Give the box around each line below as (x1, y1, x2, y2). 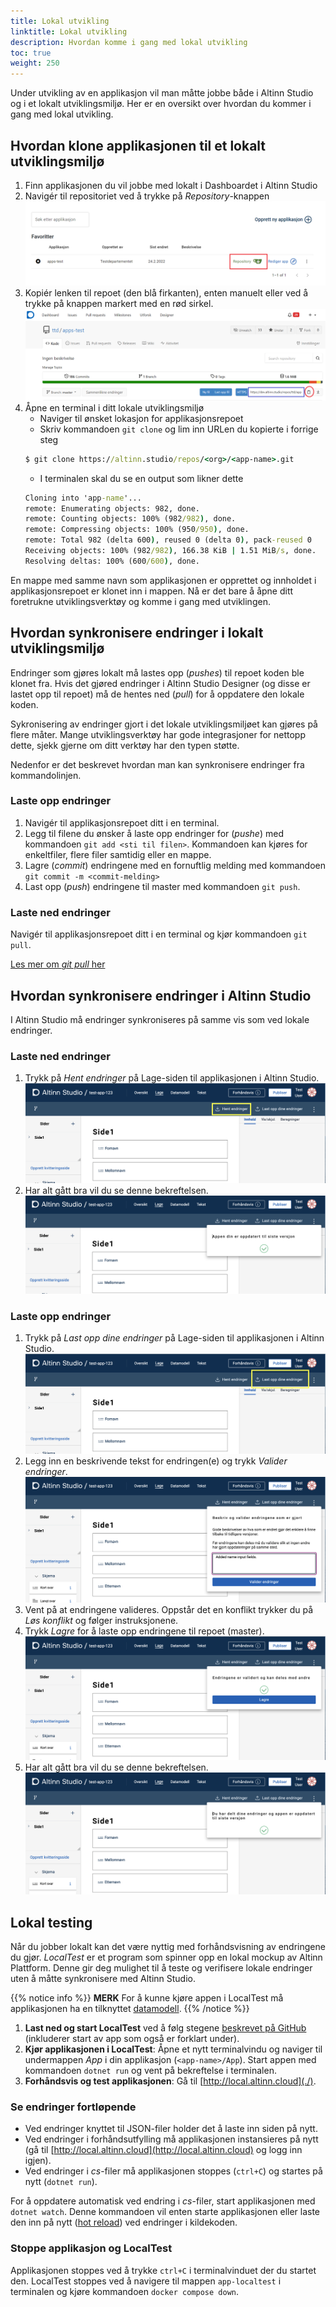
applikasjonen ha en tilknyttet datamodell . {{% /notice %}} (10, 2002, 250, 2014)
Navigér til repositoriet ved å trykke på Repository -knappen (24, 190, 270, 202)
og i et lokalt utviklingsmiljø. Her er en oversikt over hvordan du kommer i (10, 98, 312, 110)
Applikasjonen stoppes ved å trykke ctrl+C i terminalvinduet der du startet (10, 2264, 317, 2276)
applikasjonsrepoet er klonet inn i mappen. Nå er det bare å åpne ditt (10, 585, 294, 597)
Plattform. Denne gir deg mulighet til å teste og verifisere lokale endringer (10, 1961, 313, 1974)
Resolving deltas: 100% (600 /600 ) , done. (24, 556, 201, 566)
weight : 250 (10, 58, 60, 69)
